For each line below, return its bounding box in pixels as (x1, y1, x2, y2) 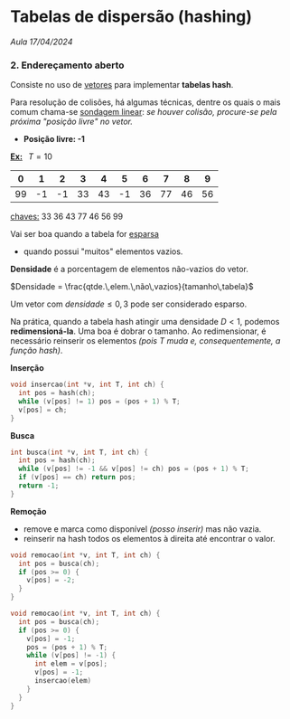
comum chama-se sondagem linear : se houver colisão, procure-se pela (10, 107, 277, 118)
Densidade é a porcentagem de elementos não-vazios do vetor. (10, 264, 249, 275)
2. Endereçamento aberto (10, 59, 125, 71)
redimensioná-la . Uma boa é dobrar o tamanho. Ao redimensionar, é (10, 326, 267, 336)
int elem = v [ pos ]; (33, 659, 108, 668)
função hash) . (10, 345, 63, 356)
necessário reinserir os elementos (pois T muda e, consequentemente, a (10, 336, 281, 346)
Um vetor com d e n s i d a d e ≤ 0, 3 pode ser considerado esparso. (10, 298, 248, 309)
